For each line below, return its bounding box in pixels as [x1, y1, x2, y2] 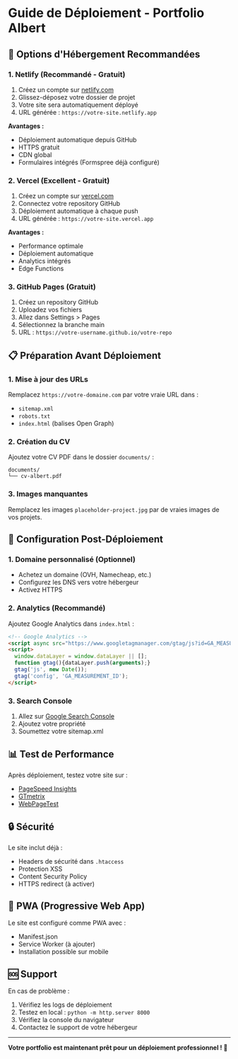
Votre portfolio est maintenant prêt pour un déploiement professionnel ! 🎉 [8, 1043, 228, 1052]
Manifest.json [18, 932, 59, 941]
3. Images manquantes [8, 489, 88, 499]
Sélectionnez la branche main [18, 321, 105, 329]
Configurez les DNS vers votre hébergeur [18, 578, 139, 587]
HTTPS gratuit [18, 143, 60, 151]
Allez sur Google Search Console [18, 712, 115, 721]
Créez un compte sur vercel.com [18, 192, 114, 200]
